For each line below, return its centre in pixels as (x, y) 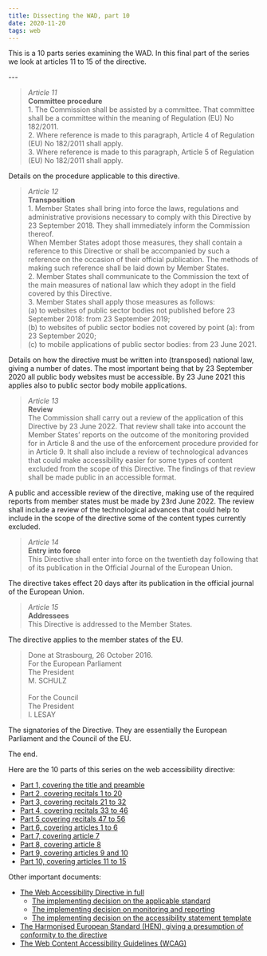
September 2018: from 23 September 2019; (99, 319)
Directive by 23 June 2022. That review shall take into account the (137, 426)
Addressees (48, 615)
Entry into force (54, 551)
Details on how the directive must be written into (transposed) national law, (131, 360)
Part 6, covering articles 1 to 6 (69, 827)
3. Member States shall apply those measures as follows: (121, 302)
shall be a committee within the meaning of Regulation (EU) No (131, 118)
